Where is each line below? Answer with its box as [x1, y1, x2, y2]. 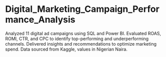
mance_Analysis [5, 14, 75, 25]
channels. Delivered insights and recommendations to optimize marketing [5, 41, 156, 47]
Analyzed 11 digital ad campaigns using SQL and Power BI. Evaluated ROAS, [5, 30, 161, 36]
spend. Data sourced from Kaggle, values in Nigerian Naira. [5, 46, 127, 52]
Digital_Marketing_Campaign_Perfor [5, 3, 160, 15]
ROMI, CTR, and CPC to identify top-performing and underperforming [5, 36, 149, 42]
